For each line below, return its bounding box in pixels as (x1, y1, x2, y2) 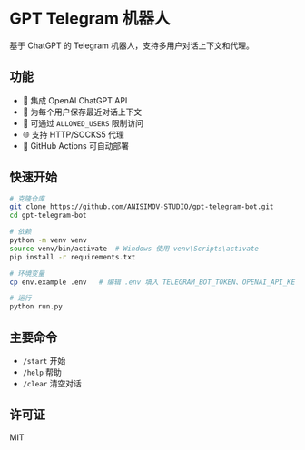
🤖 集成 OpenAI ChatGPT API (22, 94, 128, 105)
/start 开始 (22, 356, 66, 366)
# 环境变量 (9, 269, 45, 278)
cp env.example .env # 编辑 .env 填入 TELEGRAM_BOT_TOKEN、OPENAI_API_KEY (9, 278, 300, 287)
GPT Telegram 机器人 (9, 8, 171, 29)
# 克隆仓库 (9, 194, 45, 203)
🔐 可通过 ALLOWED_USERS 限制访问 (22, 117, 143, 128)
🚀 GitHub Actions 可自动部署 (22, 140, 130, 151)
